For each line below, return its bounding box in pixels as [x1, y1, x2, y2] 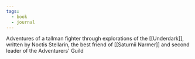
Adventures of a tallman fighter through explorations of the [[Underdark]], [6, 35, 184, 42]
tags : [6, 8, 19, 14]
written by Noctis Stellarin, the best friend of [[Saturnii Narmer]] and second [6, 41, 190, 48]
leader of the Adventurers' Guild [6, 47, 84, 54]
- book [11, 14, 28, 20]
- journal [11, 19, 35, 25]
